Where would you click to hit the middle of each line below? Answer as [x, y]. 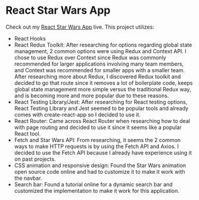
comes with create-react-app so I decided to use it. [77, 115]
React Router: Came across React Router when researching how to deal [102, 121]
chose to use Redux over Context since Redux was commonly [90, 57]
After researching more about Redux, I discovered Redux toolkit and [97, 76]
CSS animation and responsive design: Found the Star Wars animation [100, 165]
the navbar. [28, 178]
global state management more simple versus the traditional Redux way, [102, 89]
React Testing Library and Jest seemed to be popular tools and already [101, 108]
